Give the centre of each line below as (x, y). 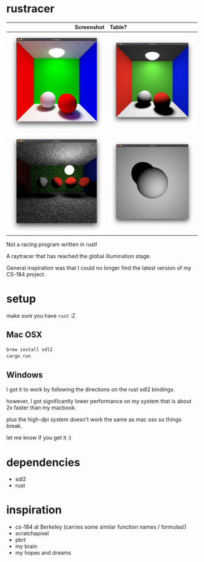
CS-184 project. (26, 275)
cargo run (19, 356)
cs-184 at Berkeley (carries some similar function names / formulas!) (101, 527)
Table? (118, 27)
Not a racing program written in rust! (52, 244)
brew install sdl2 (29, 349)
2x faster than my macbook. (42, 408)
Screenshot (90, 27)
